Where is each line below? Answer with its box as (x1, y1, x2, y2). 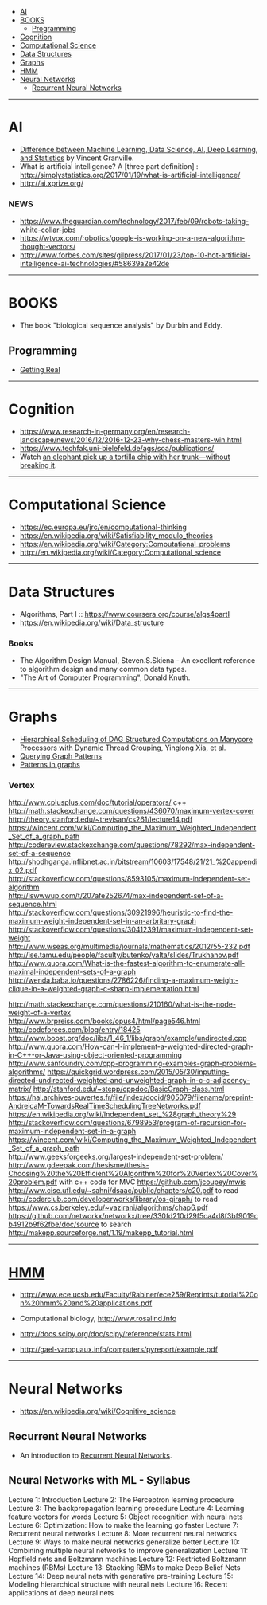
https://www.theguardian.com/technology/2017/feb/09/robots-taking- (19, 217, 250, 226)
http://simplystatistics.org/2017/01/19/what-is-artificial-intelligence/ (19, 170, 241, 179)
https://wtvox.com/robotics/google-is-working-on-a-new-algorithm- (19, 233, 246, 243)
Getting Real (19, 364, 61, 374)
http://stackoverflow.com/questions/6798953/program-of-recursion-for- (8, 1118, 246, 1128)
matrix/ (8, 1084, 32, 1094)
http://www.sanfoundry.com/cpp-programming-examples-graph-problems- (8, 1059, 257, 1069)
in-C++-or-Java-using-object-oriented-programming (8, 1050, 183, 1060)
